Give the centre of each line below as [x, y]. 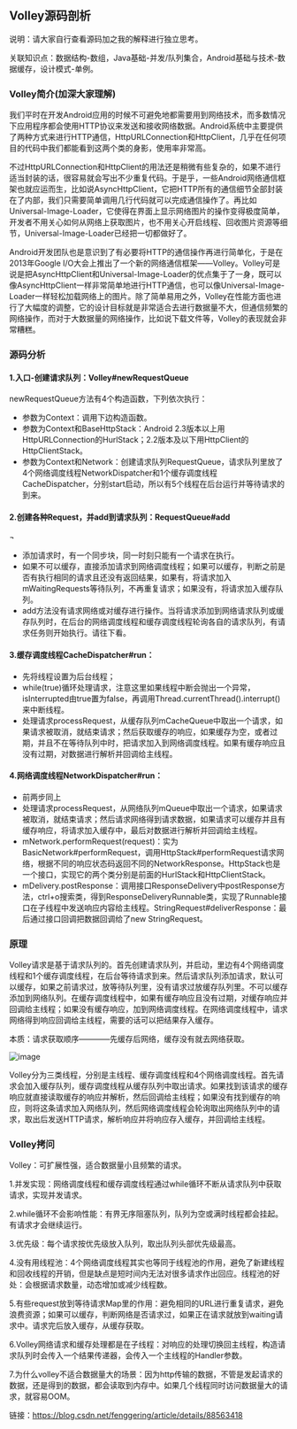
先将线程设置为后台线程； [69, 676]
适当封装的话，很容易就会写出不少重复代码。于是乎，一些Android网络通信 [144, 178]
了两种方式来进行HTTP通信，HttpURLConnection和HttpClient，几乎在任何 [144, 137]
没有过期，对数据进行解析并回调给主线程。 [99, 753]
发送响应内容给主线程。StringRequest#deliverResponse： [174, 908]
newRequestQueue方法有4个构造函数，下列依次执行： [108, 399]
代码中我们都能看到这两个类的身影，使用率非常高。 [117, 148]
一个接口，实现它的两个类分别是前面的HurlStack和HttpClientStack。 [146, 874]
